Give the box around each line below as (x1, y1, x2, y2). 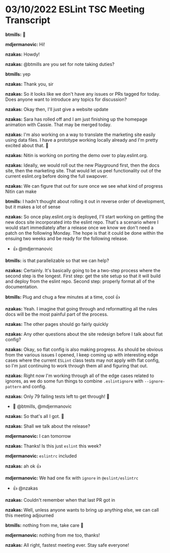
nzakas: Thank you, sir (5, 81, 53, 87)
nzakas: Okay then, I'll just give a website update (5, 106, 108, 112)
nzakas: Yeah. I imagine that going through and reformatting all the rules (5, 305, 158, 312)
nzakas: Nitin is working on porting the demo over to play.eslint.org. (5, 152, 148, 158)
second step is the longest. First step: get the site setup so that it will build (5, 273, 161, 279)
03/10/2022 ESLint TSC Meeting (5, 4, 145, 15)
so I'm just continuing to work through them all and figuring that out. (5, 362, 148, 369)
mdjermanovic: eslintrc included (5, 453, 77, 459)
